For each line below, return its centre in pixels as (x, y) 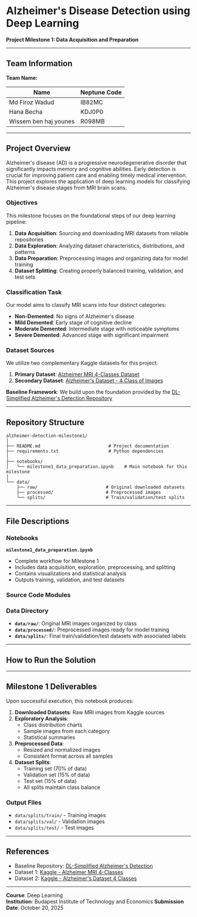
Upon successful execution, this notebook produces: (70, 701)
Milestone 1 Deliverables (52, 687)
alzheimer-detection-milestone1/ (47, 436)
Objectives (22, 203)
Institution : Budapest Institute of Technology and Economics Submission (95, 901)
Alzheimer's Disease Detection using (98, 11)
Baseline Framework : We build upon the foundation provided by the (89, 392)
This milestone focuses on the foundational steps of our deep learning (91, 215)
